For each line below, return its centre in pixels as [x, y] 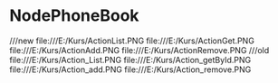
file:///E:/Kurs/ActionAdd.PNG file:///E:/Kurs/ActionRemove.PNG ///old [139, 50]
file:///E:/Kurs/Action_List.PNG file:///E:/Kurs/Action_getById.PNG [130, 60]
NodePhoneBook [74, 16]
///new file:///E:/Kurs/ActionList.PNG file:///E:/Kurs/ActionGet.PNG [132, 41]
